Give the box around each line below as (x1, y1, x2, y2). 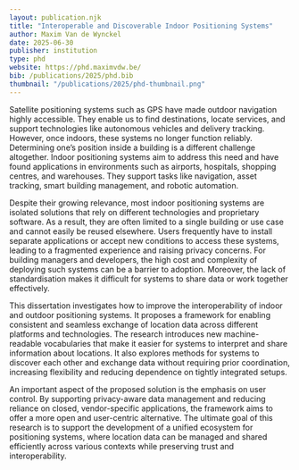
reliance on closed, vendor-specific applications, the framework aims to (9, 403, 274, 414)
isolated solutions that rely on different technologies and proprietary (9, 206, 260, 217)
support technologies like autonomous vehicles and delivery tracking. (9, 122, 265, 134)
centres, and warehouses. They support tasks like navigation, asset (9, 171, 257, 181)
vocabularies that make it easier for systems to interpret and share (43, 338, 288, 348)
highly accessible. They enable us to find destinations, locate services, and (9, 113, 286, 124)
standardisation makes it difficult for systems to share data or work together (9, 273, 288, 284)
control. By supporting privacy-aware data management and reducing (9, 393, 266, 404)
